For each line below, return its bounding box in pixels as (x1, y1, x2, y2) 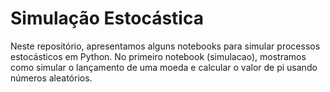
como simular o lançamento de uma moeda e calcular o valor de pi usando (10, 61, 318, 73)
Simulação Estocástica (10, 7, 204, 30)
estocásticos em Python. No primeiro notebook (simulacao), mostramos (10, 50, 307, 62)
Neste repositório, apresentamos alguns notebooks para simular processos (10, 40, 321, 52)
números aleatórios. (10, 72, 93, 84)
